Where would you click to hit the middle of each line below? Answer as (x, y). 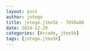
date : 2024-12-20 (27, 28)
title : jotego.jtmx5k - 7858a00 (45, 22)
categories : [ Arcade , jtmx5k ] (43, 33)
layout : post (22, 11)
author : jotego (24, 17)
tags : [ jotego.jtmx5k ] (33, 39)
